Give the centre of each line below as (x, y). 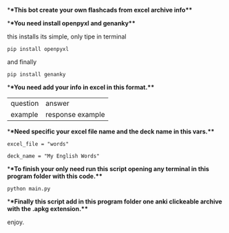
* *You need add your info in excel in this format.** (81, 87)
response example (75, 114)
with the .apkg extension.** (47, 209)
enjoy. (16, 222)
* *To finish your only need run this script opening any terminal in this (108, 169)
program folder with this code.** (55, 176)
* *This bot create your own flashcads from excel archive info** (100, 10)
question (25, 103)
